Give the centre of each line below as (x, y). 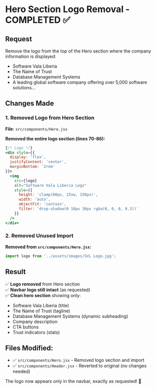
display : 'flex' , (28, 157)
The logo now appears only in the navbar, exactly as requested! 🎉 (73, 381)
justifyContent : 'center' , (38, 162)
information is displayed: (31, 56)
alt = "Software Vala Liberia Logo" (50, 185)
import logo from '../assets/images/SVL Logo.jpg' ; (61, 256)
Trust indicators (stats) (36, 332)
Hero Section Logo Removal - (68, 9)
